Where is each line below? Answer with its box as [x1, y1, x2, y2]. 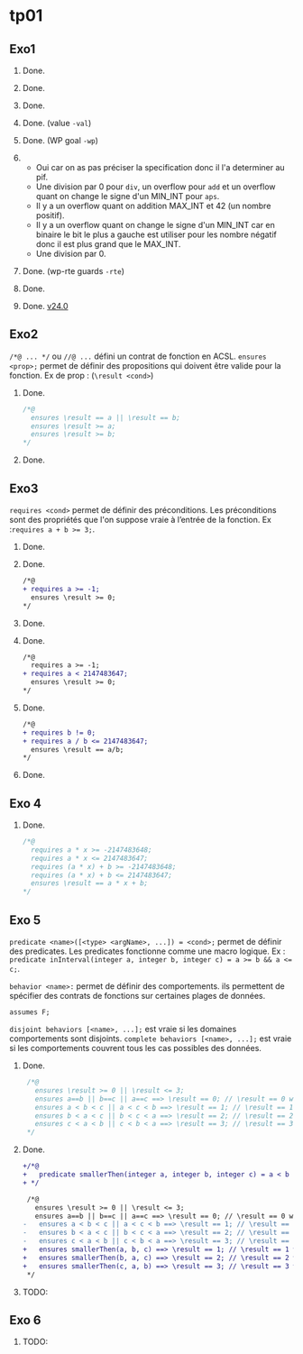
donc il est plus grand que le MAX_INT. [35, 239, 181, 249]
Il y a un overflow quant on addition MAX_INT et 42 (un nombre [35, 200, 271, 211]
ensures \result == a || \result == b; [31, 413, 180, 422]
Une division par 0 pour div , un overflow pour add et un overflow [35, 181, 277, 192]
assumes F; [9, 1008, 50, 1017]
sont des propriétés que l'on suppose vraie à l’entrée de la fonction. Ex [9, 515, 272, 525]
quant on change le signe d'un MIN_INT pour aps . [35, 191, 220, 201]
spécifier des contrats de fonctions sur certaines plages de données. [9, 991, 266, 1001]
